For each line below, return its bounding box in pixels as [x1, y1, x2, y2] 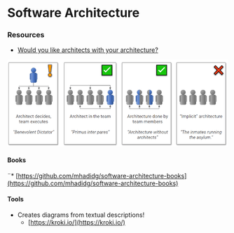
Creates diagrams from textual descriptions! [17, 211, 145, 219]
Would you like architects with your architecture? [17, 46, 159, 54]
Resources [7, 30, 45, 40]
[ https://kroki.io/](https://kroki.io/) [27, 218, 126, 227]
